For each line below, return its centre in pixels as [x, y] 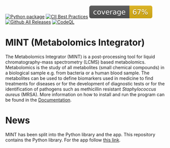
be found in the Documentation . [39, 100]
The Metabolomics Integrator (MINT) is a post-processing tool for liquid [80, 56]
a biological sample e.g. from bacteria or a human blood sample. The [77, 73]
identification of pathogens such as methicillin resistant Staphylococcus [81, 89]
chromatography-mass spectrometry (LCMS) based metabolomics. [76, 62]
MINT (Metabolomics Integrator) [75, 42]
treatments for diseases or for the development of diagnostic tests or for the [85, 83]
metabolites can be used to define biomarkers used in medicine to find [79, 78]
